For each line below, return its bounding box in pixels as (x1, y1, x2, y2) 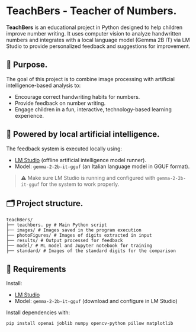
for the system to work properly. (40, 180, 120, 188)
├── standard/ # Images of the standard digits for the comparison (6, 248, 176, 254)
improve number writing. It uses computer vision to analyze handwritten (6, 30, 182, 37)
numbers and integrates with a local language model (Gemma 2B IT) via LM (6, 36, 191, 43)
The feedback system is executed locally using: (6, 145, 123, 152)
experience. (14, 112, 44, 119)
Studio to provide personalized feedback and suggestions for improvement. (6, 43, 191, 50)
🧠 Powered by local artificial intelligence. (6, 129, 160, 140)
